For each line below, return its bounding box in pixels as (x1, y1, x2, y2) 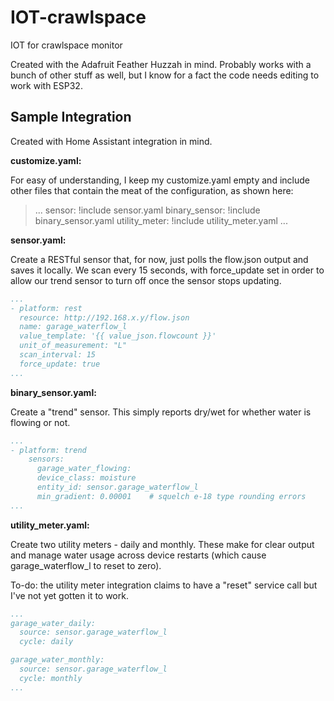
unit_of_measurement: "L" (19, 341, 128, 351)
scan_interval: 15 (19, 350, 97, 360)
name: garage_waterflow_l (19, 322, 128, 332)
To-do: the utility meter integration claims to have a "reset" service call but (10, 579, 318, 591)
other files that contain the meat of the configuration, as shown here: (10, 184, 294, 196)
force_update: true (19, 359, 101, 369)
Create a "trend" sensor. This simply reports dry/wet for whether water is (10, 406, 312, 418)
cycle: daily (19, 637, 74, 647)
